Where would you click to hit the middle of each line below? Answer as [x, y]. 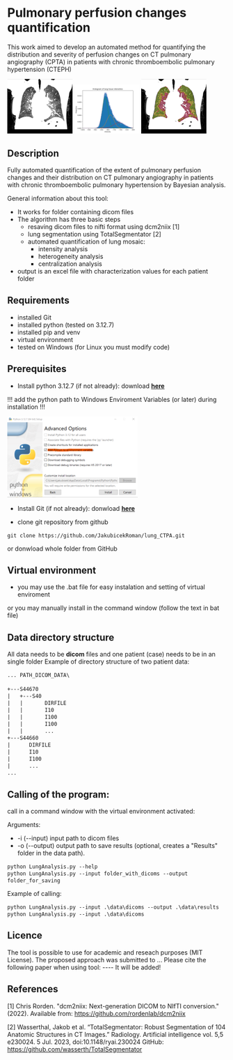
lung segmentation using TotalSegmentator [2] [94, 234]
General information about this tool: [58, 198]
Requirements [38, 300]
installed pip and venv [49, 332]
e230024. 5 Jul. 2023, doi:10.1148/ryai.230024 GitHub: [86, 1042]
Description [33, 153]
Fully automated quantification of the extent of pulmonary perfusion [104, 170]
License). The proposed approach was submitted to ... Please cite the [107, 960]
